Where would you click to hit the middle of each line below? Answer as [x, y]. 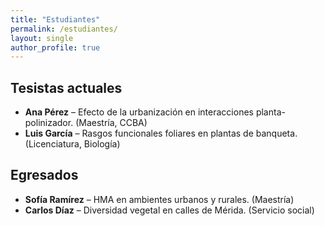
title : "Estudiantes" [55, 19]
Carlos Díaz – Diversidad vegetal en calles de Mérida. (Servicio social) [169, 210]
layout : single [42, 38]
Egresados [44, 175]
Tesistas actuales [66, 87]
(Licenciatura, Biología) [72, 144]
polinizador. [49, 123]
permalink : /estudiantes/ [64, 29]
